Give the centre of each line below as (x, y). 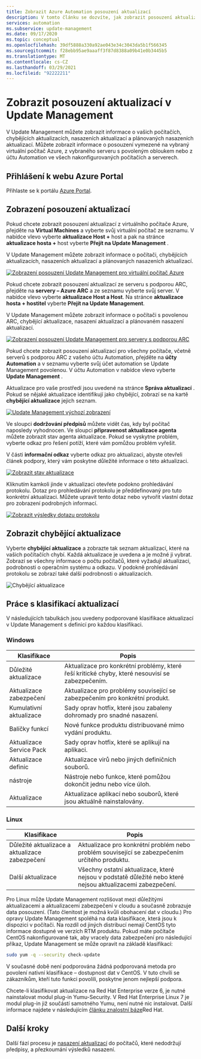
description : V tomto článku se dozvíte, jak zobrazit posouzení (89, 17)
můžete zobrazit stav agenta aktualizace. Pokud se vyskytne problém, (93, 436)
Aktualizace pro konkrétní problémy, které (123, 665)
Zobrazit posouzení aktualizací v (89, 103)
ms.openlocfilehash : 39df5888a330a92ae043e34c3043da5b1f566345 (87, 46)
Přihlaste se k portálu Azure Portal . (49, 190)
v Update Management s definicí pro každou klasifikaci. (75, 625)
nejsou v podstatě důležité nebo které (131, 877)
